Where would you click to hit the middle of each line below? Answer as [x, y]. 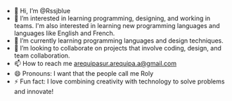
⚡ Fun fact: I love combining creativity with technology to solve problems [119, 81]
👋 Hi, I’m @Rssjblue [42, 11]
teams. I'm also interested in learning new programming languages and [117, 26]
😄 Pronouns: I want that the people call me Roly [84, 73]
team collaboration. [42, 55]
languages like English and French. [64, 33]
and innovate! [34, 92]
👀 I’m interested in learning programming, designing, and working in [112, 18]
